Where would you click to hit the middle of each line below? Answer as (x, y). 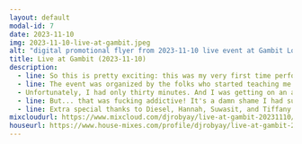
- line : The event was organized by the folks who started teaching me (155, 84)
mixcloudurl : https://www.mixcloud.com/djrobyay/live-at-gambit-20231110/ (152, 117)
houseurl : (28, 126)
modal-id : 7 (31, 26)
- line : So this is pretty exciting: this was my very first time (144, 76)
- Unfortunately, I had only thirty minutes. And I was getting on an (152, 92)
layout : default (40, 17)
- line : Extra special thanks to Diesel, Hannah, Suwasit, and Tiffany (155, 109)
